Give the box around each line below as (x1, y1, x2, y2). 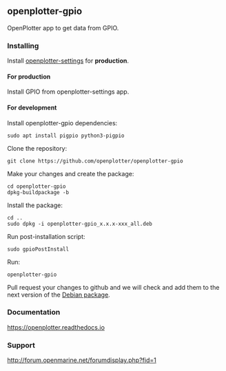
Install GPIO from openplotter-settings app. (7, 87, 130, 96)
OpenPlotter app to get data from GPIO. (7, 23, 119, 32)
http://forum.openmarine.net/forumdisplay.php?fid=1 (7, 356, 156, 364)
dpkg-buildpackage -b (7, 189, 70, 195)
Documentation (7, 308, 61, 317)
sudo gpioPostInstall (7, 246, 70, 253)
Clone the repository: (7, 144, 68, 152)
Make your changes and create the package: (7, 169, 134, 178)
